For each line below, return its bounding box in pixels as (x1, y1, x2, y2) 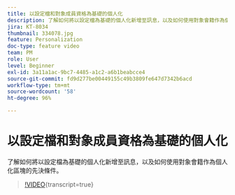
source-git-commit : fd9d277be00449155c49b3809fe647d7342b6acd (7, 75, 192, 82)
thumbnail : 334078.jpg (7, 29, 73, 37)
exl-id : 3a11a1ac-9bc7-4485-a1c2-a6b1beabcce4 (7, 68, 145, 75)
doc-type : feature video (7, 43, 80, 50)
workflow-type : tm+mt (7, 82, 71, 89)
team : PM (7, 50, 33, 57)
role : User (7, 56, 39, 63)
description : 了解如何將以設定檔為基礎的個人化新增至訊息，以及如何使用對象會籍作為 (7, 17, 225, 24)
